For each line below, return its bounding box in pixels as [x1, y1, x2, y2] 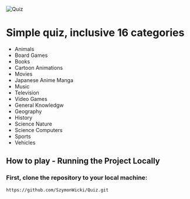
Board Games [14, 52, 48, 59]
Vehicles [14, 139, 36, 146]
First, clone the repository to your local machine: [6, 174, 148, 182]
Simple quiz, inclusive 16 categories [6, 26, 185, 39]
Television [14, 89, 39, 96]
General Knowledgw [14, 102, 64, 109]
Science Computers [14, 126, 63, 133]
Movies [14, 70, 33, 77]
